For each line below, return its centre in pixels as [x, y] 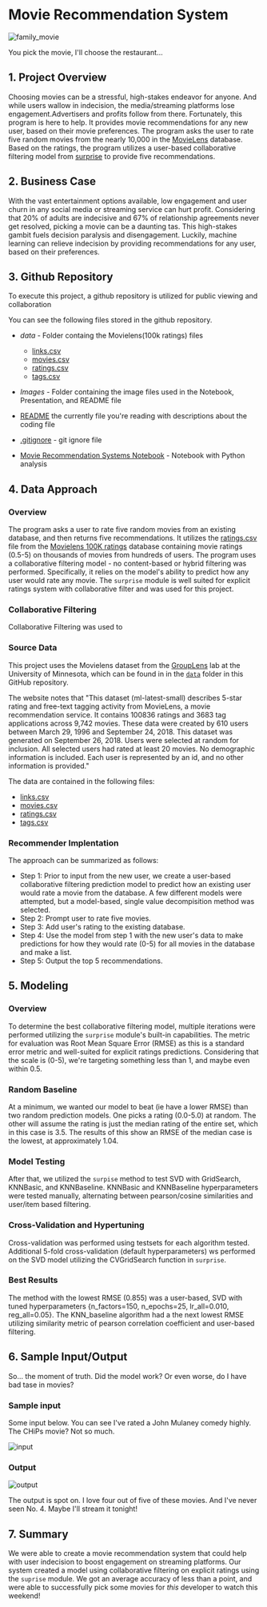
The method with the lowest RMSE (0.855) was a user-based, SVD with [126, 1297]
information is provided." [49, 766]
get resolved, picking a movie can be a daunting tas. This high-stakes [123, 226]
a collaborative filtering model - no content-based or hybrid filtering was [128, 564]
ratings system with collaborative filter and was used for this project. [121, 589]
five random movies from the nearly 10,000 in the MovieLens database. [126, 139]
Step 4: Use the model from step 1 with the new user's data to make [132, 935]
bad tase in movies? [41, 1385]
